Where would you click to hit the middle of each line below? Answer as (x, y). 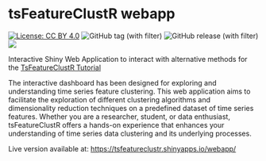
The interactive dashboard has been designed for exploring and (112, 82)
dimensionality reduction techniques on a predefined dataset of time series (131, 108)
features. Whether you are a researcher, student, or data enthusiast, (119, 117)
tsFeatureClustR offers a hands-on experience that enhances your (116, 125)
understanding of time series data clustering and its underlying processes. (130, 133)
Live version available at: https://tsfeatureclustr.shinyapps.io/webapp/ (122, 148)
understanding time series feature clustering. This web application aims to (129, 91)
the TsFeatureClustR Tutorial (55, 67)
